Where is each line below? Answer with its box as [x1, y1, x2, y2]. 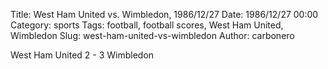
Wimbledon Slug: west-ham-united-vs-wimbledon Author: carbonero [10, 30, 295, 41]
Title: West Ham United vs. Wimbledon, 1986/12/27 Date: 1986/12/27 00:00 [10, 9, 319, 20]
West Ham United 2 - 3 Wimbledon [10, 49, 155, 61]
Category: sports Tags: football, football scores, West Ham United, [10, 19, 284, 31]
